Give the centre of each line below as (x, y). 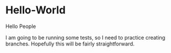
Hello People (21, 26)
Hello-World (36, 10)
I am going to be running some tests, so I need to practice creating (85, 37)
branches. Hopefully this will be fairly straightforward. (70, 44)
